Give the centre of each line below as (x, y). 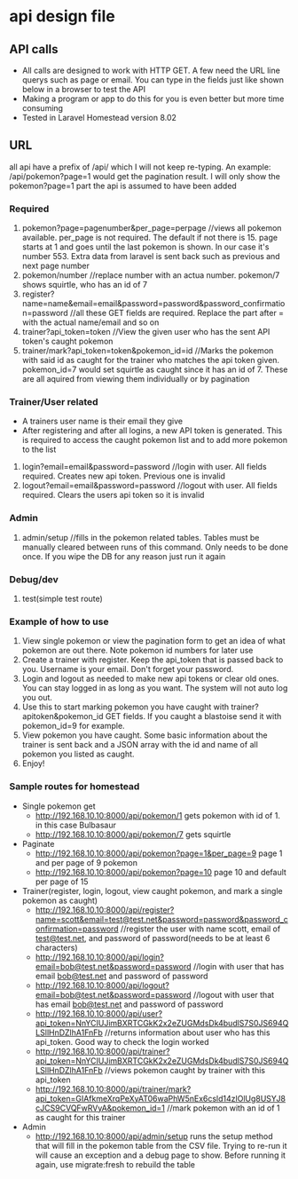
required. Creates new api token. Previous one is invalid (124, 476)
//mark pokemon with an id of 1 (224, 1108)
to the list (39, 449)
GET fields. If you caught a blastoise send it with (193, 716)
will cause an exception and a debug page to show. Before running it (161, 1155)
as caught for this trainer (80, 1117)
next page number (56, 266)
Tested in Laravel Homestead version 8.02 (99, 118)
